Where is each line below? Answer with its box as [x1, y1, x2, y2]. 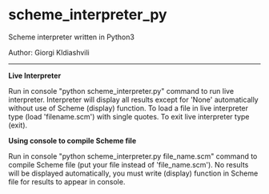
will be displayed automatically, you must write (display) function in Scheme [8, 168, 259, 178]
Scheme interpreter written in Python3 [8, 32, 134, 42]
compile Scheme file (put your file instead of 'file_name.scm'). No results [8, 160, 249, 169]
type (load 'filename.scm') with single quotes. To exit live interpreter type [8, 111, 250, 121]
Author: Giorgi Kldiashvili [8, 47, 90, 57]
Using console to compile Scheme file [8, 135, 137, 145]
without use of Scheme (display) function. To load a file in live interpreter [8, 103, 249, 113]
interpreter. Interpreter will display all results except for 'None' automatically [8, 95, 259, 104]
